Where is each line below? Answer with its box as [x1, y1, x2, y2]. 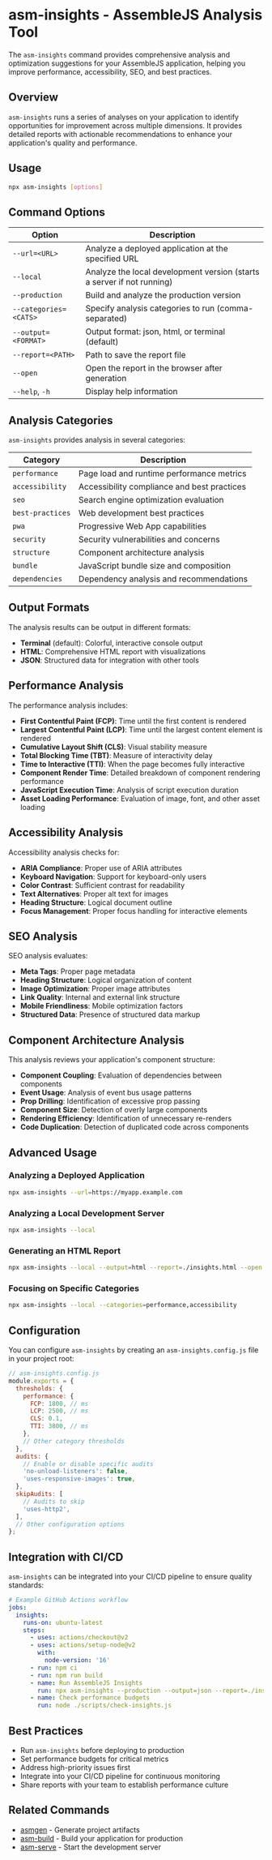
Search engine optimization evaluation [78, 495, 224, 506]
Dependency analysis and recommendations [78, 573, 249, 585]
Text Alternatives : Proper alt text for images [19, 889, 168, 898]
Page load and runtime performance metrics [78, 468, 247, 479]
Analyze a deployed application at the [85, 243, 228, 255]
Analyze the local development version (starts [85, 266, 260, 277]
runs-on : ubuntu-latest [23, 1618, 104, 1626]
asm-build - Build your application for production [19, 1833, 184, 1843]
